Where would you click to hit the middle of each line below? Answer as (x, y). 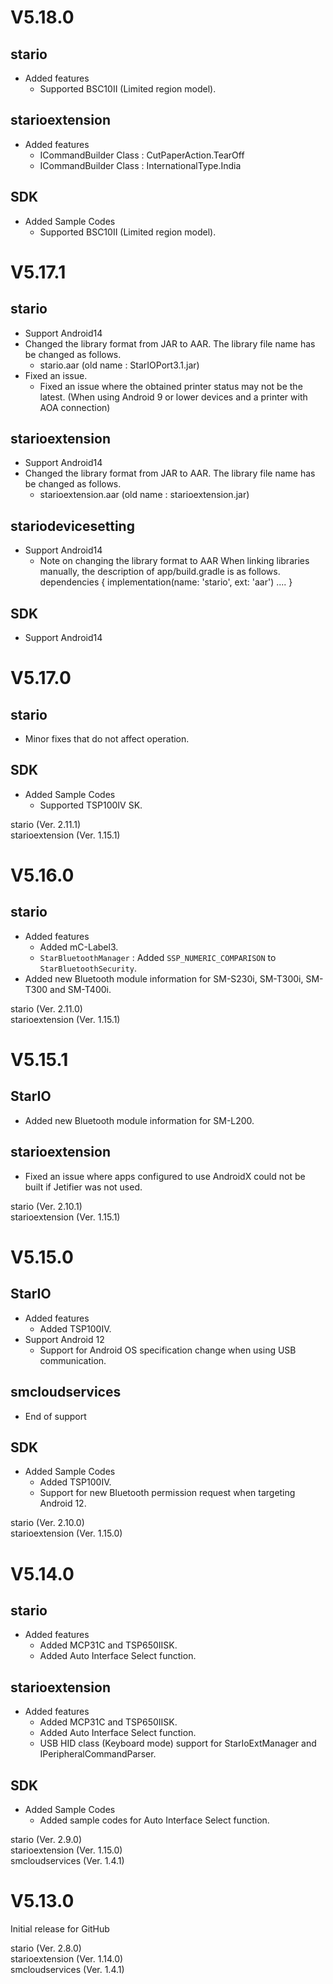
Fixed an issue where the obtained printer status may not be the (171, 386)
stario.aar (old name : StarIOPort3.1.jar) (119, 365)
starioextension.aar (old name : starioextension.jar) (144, 495)
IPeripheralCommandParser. (98, 1754)
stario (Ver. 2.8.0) (46, 1948)
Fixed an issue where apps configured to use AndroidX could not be (165, 1176)
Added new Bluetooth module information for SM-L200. (139, 1120)
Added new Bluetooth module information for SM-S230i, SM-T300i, (164, 978)
